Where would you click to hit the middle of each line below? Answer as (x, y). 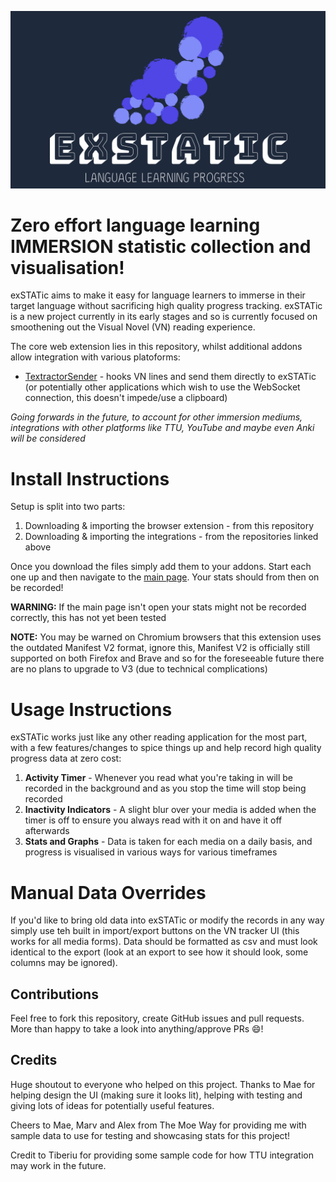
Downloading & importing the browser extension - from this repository (169, 526)
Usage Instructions (91, 709)
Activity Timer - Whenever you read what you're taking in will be (159, 778)
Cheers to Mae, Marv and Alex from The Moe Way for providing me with (158, 1125)
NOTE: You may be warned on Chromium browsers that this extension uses (166, 637)
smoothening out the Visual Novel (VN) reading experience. (133, 327)
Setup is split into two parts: (68, 507)
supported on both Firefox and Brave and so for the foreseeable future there (167, 658)
